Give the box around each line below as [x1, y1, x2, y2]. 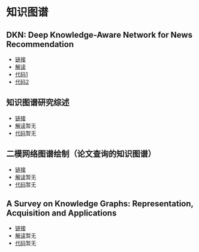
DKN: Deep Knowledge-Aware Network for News [6, 29, 193, 40]
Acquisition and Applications [6, 208, 117, 218]
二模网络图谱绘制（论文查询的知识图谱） [6, 149, 156, 159]
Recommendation [6, 39, 74, 49]
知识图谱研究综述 [6, 97, 70, 108]
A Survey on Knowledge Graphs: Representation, [6, 199, 194, 209]
